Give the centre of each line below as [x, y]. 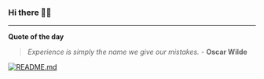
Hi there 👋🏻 [30, 13]
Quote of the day [36, 37]
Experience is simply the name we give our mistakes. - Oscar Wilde [137, 52]
